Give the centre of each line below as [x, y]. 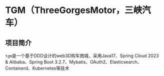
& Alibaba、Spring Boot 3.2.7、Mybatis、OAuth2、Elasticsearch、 [73, 62]
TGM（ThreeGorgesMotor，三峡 [74, 10]
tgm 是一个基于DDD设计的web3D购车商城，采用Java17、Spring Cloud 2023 [82, 56]
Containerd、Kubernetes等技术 [37, 68]
